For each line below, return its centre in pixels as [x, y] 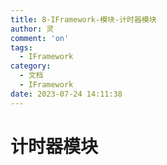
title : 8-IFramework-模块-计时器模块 [83, 19]
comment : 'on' [40, 38]
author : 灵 [32, 29]
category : [31, 66]
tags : [21, 47]
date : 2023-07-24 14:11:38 [66, 94]
